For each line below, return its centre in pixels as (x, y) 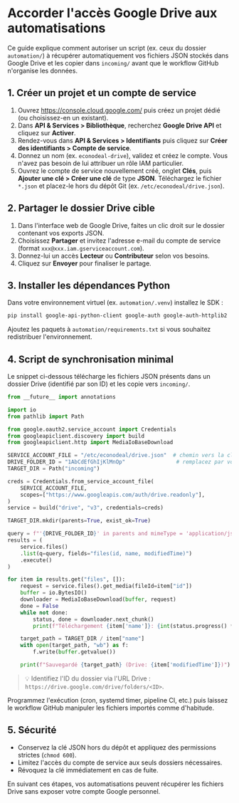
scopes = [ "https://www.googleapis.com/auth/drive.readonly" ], (112, 495)
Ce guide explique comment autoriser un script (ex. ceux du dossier (107, 48)
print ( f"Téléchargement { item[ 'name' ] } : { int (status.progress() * (133, 626)
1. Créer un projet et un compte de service (102, 93)
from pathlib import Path (46, 416)
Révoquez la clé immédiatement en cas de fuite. (88, 770)
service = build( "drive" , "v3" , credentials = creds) (85, 508)
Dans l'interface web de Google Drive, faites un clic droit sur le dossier (121, 225)
